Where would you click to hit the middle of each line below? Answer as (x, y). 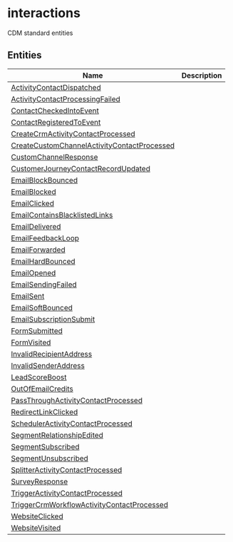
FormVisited (31, 342)
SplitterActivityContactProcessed (67, 470)
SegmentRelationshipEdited (57, 435)
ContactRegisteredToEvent (56, 122)
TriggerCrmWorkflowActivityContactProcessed (90, 504)
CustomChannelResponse (55, 157)
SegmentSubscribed (45, 446)
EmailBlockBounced (45, 180)
